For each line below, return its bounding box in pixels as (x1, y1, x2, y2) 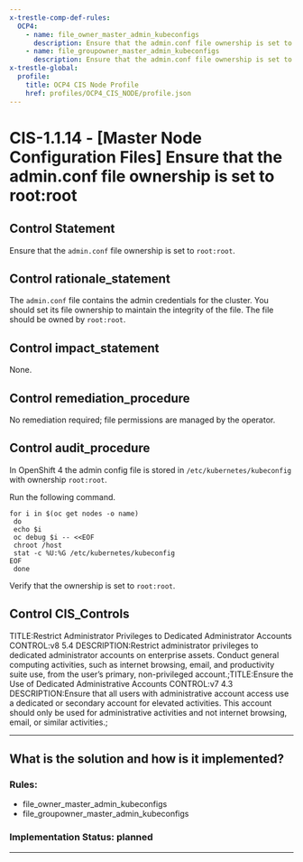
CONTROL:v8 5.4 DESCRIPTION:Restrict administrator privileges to (9, 640, 259, 651)
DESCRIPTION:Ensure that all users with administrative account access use (9, 688, 289, 699)
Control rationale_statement (9, 271, 171, 286)
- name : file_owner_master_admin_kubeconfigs (25, 30, 200, 39)
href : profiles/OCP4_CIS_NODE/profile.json (25, 88, 192, 97)
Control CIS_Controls (9, 607, 130, 622)
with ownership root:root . (9, 474, 107, 485)
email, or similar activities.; (9, 717, 108, 728)
